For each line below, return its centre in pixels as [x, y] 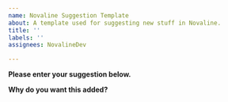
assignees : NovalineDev [47, 45]
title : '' [25, 30]
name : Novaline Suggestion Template [68, 15]
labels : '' [26, 38]
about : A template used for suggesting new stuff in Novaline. [115, 23]
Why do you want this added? [58, 90]
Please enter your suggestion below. [70, 74]
